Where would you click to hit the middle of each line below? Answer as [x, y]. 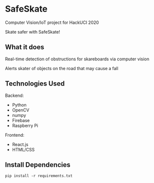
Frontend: [15, 135]
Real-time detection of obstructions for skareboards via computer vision [77, 59]
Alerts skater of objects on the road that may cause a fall [62, 68]
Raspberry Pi [25, 126]
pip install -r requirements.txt [39, 176]
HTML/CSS [23, 149]
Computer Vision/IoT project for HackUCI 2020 [52, 22]
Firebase [21, 120]
